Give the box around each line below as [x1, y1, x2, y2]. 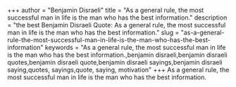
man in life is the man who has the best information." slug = [7, 28, 180, 36]
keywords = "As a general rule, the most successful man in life [44, 43, 226, 51]
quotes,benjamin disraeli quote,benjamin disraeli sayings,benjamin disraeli [7, 58, 223, 66]
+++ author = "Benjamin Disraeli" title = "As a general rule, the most [7, 6, 204, 14]
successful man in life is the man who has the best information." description [7, 13, 228, 22]
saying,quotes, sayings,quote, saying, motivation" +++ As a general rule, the [7, 66, 230, 74]
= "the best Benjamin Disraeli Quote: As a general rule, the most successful [7, 21, 226, 29]
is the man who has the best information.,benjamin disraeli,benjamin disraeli [7, 51, 228, 59]
